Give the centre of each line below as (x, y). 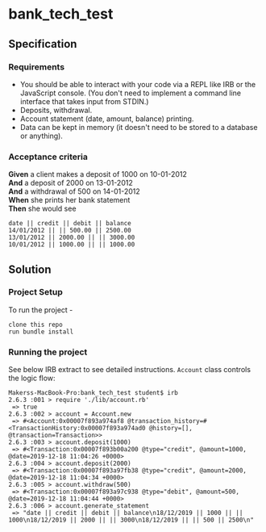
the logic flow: (32, 378)
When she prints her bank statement (69, 200)
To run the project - (41, 310)
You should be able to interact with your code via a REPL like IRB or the (138, 84)
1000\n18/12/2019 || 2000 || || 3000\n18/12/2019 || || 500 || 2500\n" (131, 520)
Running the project (48, 352)
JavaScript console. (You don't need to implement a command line (131, 93)
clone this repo (35, 325)
